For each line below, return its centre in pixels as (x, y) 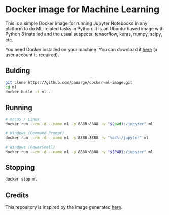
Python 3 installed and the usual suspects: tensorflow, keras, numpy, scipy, (84, 34)
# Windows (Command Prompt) (35, 133)
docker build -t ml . (28, 92)
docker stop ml (21, 179)
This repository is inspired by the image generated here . (64, 207)
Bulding (18, 71)
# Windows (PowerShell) (30, 147)
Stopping (20, 168)
